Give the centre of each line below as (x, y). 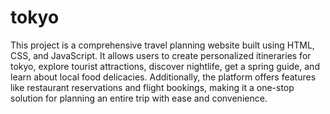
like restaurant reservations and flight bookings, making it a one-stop (152, 87)
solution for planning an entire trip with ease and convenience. (139, 98)
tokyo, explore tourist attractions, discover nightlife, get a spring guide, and (165, 66)
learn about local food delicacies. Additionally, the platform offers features (163, 77)
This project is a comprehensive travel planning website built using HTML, (162, 45)
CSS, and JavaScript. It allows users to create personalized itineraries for (161, 55)
